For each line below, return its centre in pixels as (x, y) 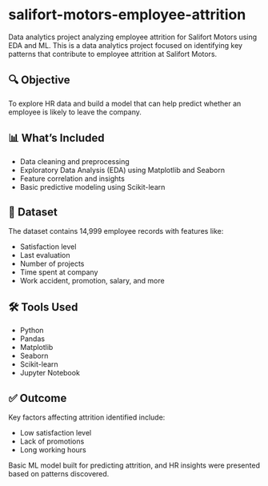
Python (32, 331)
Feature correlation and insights (72, 179)
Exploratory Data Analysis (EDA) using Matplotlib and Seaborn (122, 170)
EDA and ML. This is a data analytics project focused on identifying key (125, 45)
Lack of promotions (52, 441)
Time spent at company (59, 272)
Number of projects (52, 264)
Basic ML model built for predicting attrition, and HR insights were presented (134, 465)
